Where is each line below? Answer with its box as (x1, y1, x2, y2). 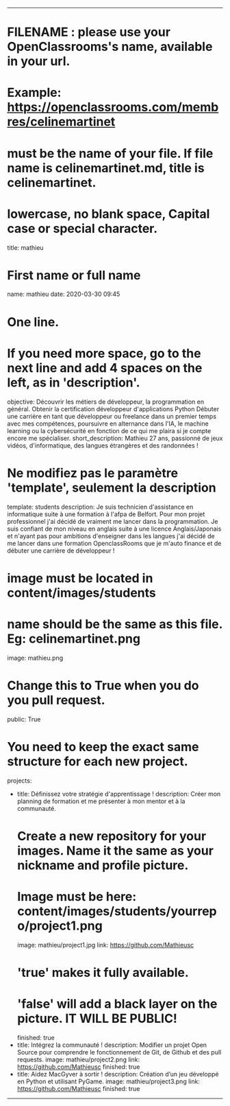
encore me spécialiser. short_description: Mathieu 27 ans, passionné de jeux (7, 434, 223, 442)
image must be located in (7, 571, 153, 586)
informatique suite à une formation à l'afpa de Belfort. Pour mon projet (7, 509, 205, 518)
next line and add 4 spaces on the (7, 360, 203, 376)
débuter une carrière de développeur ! (7, 546, 115, 555)
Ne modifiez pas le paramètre (7, 465, 179, 481)
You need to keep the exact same (7, 739, 199, 754)
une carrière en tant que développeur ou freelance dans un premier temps (7, 412, 217, 420)
